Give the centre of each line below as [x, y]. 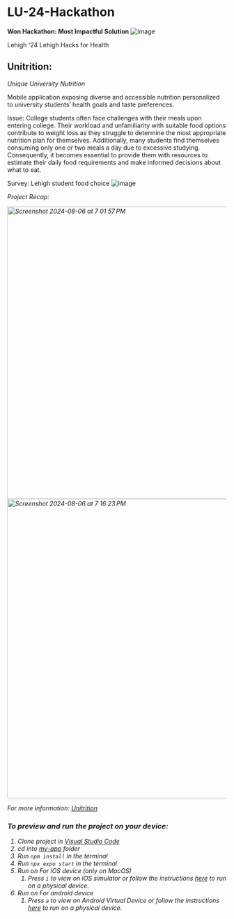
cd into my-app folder [48, 849]
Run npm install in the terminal [62, 856]
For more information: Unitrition [53, 808]
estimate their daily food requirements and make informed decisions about [114, 162]
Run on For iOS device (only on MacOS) [75, 871]
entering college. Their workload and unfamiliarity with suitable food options [117, 125]
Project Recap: [29, 196]
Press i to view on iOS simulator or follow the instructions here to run [127, 879]
